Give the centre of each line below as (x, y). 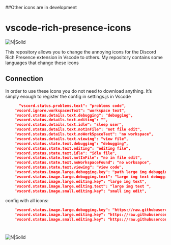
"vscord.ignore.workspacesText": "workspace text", (70, 111)
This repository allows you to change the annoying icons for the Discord (81, 52)
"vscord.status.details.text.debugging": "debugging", (74, 115)
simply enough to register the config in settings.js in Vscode (68, 96)
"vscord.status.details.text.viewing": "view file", (72, 139)
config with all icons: (27, 201)
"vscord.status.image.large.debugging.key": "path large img (80, 172)
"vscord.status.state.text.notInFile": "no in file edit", (78, 158)
